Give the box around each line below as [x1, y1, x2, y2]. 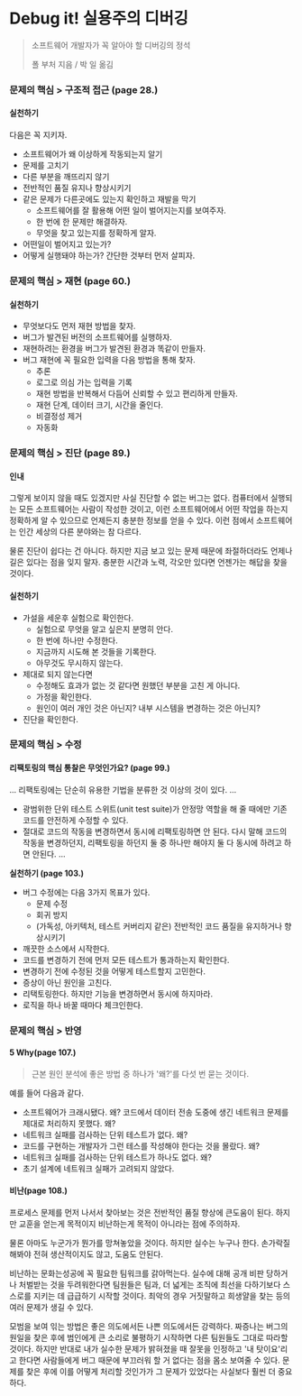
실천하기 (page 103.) [9, 868, 84, 878]
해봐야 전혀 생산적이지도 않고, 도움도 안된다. [9, 1248, 164, 1259]
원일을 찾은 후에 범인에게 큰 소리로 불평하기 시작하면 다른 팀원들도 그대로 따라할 [9, 1332, 288, 1343]
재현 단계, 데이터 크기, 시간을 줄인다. [35, 400, 164, 410]
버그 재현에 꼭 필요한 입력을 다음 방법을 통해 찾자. [22, 354, 196, 365]
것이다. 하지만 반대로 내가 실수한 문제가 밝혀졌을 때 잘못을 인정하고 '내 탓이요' [9, 1343, 281, 1354]
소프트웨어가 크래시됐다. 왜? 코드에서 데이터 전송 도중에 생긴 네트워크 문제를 [22, 1107, 289, 1117]
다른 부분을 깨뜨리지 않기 [22, 171, 110, 182]
